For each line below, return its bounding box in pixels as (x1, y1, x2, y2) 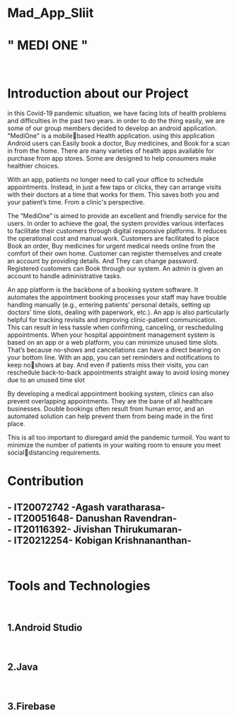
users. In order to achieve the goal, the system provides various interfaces (7, 219, 224, 228)
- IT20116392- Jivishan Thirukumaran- (7, 523, 183, 535)
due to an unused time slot (7, 376, 85, 384)
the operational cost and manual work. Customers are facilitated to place (7, 234, 219, 243)
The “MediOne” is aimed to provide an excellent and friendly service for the (7, 212, 228, 220)
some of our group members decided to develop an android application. (7, 124, 217, 132)
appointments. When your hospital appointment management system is (7, 331, 216, 339)
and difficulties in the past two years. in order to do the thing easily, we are (7, 117, 225, 125)
